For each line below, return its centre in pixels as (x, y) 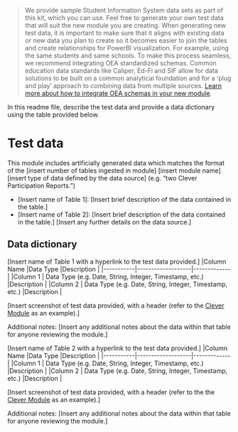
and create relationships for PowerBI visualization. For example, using (127, 48)
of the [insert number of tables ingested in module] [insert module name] (114, 171)
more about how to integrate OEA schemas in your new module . (118, 93)
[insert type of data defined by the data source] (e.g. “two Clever (102, 178)
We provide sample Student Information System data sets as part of (124, 10)
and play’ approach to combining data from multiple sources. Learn (123, 86)
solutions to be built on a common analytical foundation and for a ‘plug (128, 78)
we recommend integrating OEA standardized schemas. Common (120, 63)
